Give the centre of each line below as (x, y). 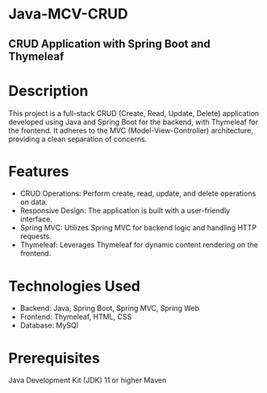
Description (48, 91)
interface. (36, 219)
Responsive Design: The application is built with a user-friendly (125, 211)
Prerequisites (54, 358)
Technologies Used (75, 286)
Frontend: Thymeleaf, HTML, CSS (76, 317)
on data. (34, 202)
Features (39, 171)
